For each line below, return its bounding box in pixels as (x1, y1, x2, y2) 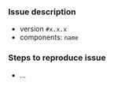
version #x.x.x (19, 24, 68, 34)
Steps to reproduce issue (8, 52, 106, 63)
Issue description (8, 6, 76, 17)
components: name (19, 32, 79, 42)
